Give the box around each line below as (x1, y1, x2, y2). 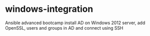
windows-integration (5, 3, 93, 15)
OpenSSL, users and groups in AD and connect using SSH (5, 25, 123, 31)
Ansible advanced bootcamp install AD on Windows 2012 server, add (5, 20, 146, 26)
